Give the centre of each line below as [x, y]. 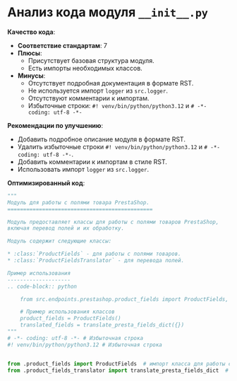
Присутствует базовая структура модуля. [91, 60]
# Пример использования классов [67, 312]
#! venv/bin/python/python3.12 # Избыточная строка [85, 345]
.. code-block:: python [42, 286]
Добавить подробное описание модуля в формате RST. [101, 139]
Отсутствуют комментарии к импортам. [89, 98]
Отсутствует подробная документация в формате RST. [111, 83]
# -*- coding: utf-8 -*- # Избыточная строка [75, 338]
